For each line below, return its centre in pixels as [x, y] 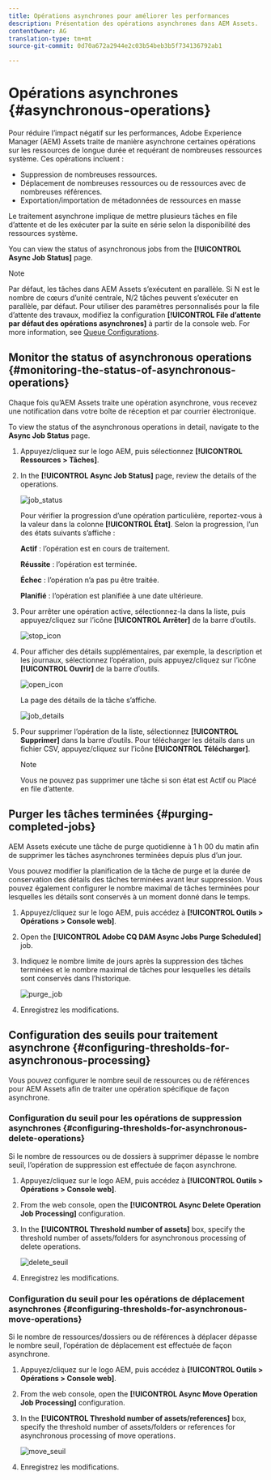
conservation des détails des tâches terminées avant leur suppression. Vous [135, 879]
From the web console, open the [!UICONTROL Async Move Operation [139, 1394]
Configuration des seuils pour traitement [113, 1035]
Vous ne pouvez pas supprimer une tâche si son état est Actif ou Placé [138, 780]
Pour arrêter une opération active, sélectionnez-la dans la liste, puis [133, 611]
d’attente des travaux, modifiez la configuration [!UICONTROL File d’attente [135, 315]
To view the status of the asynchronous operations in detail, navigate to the [134, 427]
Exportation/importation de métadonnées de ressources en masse [130, 200]
